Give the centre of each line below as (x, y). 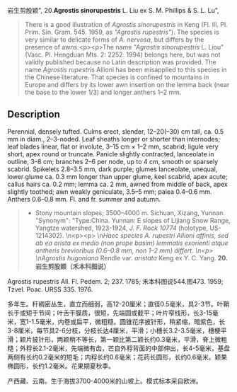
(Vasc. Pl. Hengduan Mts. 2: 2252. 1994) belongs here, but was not (122, 54)
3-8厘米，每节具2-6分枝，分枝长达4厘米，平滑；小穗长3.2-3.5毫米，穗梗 (114, 330)
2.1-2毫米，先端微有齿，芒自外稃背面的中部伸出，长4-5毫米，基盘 (134, 348)
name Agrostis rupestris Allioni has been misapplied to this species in (126, 70)
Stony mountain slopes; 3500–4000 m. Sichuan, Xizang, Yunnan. (130, 213)
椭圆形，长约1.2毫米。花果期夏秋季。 (61, 366)
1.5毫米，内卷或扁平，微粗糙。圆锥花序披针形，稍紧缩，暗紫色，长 (128, 321)
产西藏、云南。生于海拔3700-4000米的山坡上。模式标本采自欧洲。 (105, 381)
